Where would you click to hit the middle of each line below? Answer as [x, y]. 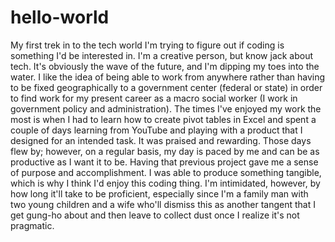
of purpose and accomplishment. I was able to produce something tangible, [166, 172]
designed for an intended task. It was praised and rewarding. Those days [161, 140]
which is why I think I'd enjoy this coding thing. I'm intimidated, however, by [165, 183]
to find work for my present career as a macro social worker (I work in [154, 98]
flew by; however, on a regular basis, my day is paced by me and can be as [165, 151]
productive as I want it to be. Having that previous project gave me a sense [164, 162]
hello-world [60, 17]
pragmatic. [32, 225]
